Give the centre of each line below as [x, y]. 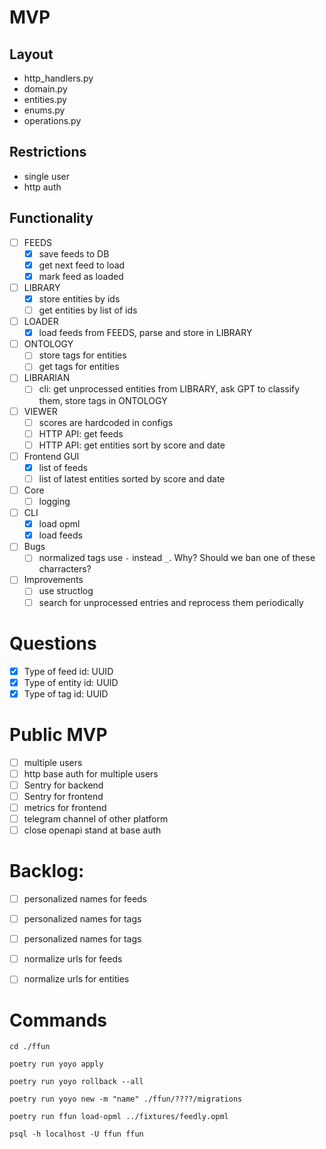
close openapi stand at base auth [92, 830]
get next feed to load [82, 265]
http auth [42, 187]
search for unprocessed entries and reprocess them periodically [171, 602]
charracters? [65, 569]
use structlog [66, 591]
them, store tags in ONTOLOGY [103, 400]
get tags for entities [79, 367]
